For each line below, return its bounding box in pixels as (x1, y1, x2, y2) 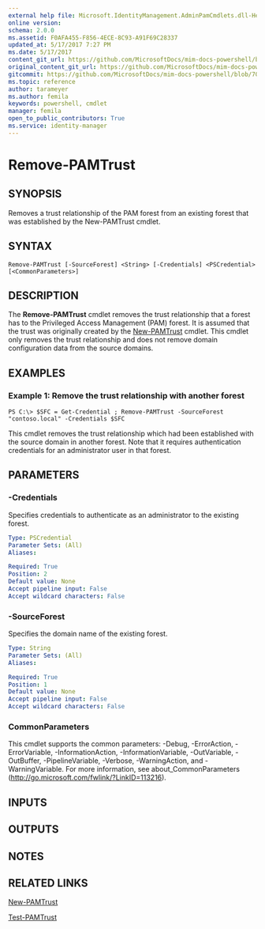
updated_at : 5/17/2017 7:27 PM (8, 41, 111, 49)
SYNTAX (8, 240, 53, 253)
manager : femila (8, 108, 62, 115)
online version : (8, 19, 62, 27)
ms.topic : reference (8, 77, 77, 85)
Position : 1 (8, 681, 47, 689)
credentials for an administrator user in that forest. (8, 446, 172, 455)
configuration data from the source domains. (8, 343, 154, 353)
